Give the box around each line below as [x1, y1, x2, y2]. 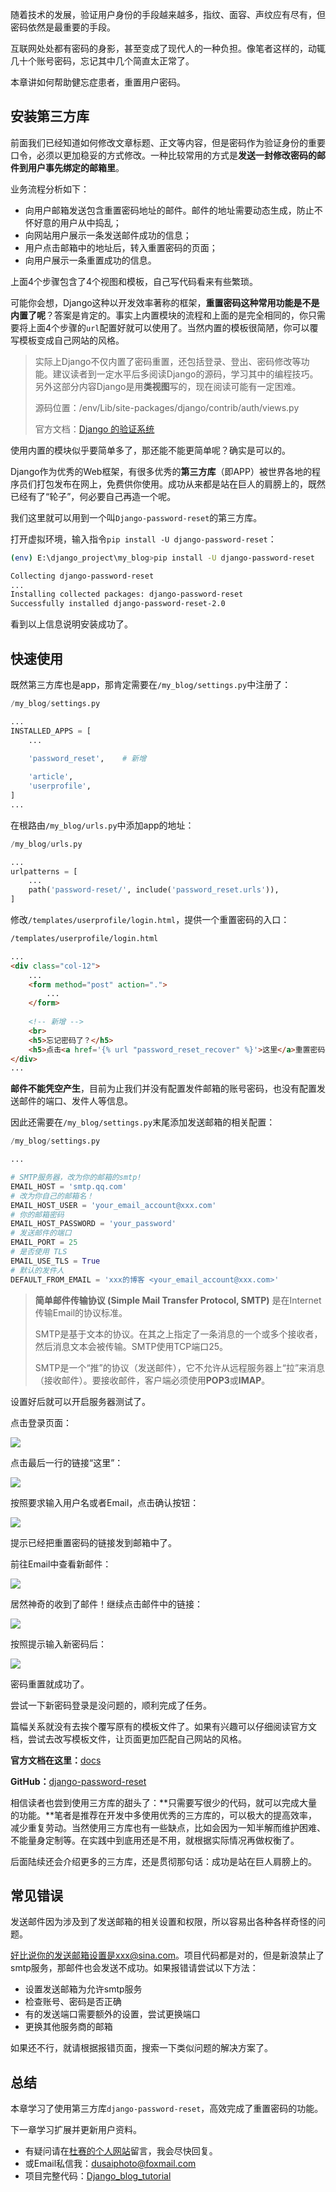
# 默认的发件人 [10, 1265, 65, 1275]
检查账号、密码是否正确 [24, 1996, 122, 2008]
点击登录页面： [10, 1416, 72, 1428]
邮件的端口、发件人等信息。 [18, 1095, 133, 1107]
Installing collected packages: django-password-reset [10, 589, 244, 600]
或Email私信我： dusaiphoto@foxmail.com [24, 2158, 197, 2170]
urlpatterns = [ [10, 866, 78, 877]
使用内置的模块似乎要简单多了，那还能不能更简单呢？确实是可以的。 [10, 444, 291, 456]
